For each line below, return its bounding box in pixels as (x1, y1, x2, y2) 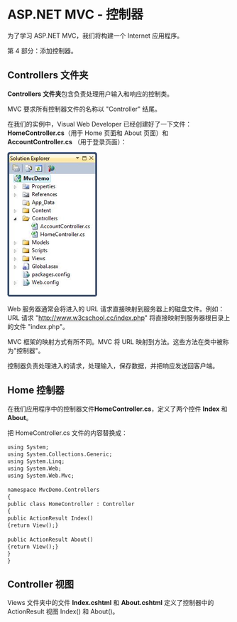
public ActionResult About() (7, 536, 94, 543)
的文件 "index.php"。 (7, 322, 69, 331)
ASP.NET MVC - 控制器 (7, 6, 143, 23)
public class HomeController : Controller (7, 500, 135, 508)
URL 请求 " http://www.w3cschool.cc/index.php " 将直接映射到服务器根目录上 (7, 313, 231, 322)
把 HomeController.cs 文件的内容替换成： (7, 428, 128, 437)
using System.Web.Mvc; (7, 472, 75, 479)
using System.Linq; (7, 458, 65, 465)
